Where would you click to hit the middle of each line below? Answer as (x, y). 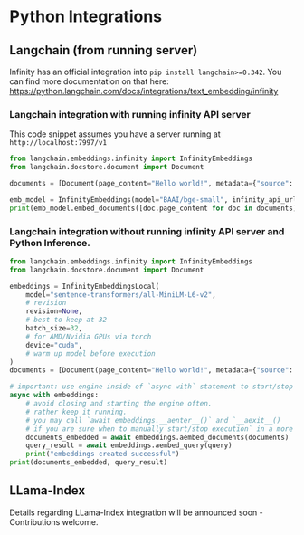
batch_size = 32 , (54, 329)
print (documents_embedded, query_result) (89, 463)
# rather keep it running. (76, 412)
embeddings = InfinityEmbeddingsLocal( (85, 286)
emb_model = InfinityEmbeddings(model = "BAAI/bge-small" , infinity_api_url (153, 200)
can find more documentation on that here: (89, 81)
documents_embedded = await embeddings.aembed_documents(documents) (157, 437)
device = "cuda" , (54, 345)
